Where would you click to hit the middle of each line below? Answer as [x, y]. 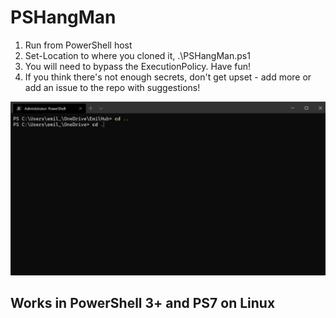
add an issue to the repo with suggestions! [112, 87]
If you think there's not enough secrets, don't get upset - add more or [168, 77]
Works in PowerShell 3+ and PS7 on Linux [143, 303]
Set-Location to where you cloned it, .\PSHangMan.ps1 [137, 55]
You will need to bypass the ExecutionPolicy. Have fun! [138, 66]
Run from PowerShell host [78, 45]
